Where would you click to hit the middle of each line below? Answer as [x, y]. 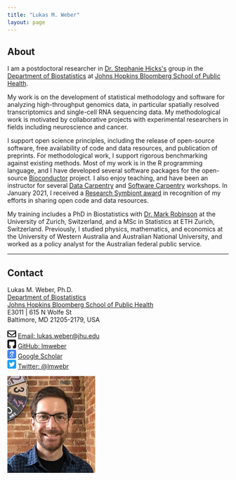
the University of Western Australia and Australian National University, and [115, 236]
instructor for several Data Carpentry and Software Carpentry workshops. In [118, 186]
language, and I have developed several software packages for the [104, 171]
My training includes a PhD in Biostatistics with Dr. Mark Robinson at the [112, 214]
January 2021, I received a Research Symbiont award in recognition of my [114, 193]
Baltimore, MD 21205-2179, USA [54, 320]
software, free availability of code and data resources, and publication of [112, 149]
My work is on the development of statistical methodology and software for [116, 97]
